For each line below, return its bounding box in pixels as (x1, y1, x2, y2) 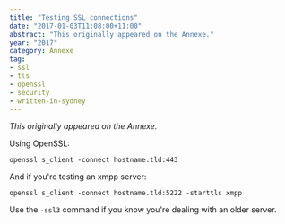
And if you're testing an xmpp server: (9, 171, 147, 182)
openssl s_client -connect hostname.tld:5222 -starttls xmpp (9, 189, 243, 198)
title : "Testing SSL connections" (9, 13, 139, 22)
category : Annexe (9, 47, 74, 56)
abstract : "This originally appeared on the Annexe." (9, 30, 215, 39)
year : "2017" (9, 38, 58, 47)
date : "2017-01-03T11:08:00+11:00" (9, 22, 142, 30)
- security (9, 88, 50, 97)
